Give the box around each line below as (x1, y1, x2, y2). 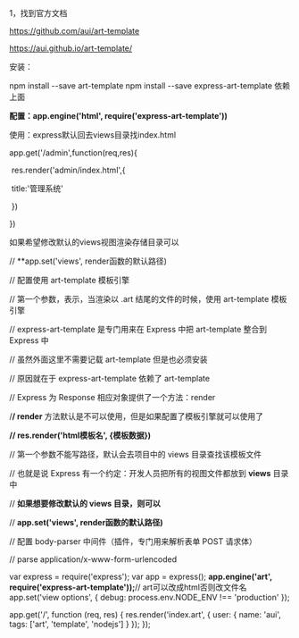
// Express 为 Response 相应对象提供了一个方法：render (9, 392, 216, 402)
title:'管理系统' (11, 183, 64, 194)
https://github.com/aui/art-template (9, 26, 140, 36)
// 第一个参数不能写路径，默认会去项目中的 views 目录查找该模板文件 (9, 449, 262, 459)
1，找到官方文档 (9, 8, 68, 18)
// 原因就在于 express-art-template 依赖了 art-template (9, 374, 211, 383)
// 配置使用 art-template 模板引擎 (9, 275, 130, 285)
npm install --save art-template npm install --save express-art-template (9, 80, 273, 91)
